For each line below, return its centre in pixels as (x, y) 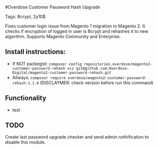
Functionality (26, 98)
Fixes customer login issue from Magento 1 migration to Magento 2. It (75, 26)
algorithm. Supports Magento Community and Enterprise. (63, 37)
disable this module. (25, 142)
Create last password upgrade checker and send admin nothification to (77, 137)
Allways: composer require (39, 77)
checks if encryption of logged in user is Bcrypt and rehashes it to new (77, 31)
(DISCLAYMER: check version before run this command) (97, 82)
